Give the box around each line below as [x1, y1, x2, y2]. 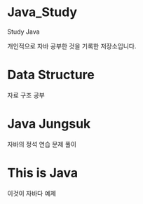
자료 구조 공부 [7, 90, 46, 99]
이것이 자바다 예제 [7, 189, 56, 197]
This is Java [7, 165, 79, 181]
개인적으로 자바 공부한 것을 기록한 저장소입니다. [7, 41, 137, 50]
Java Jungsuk [7, 116, 91, 132]
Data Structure [7, 67, 95, 83]
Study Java [7, 27, 40, 36]
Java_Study [7, 4, 78, 20]
